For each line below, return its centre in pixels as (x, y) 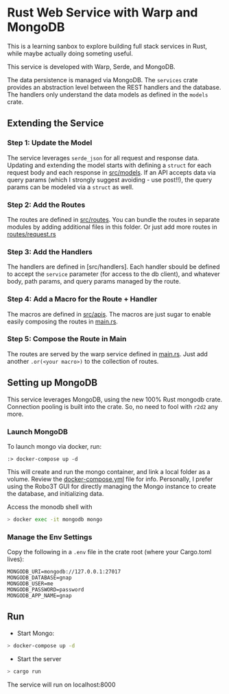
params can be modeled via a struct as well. (70, 187)
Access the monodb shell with (50, 507)
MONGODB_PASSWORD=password (46, 590)
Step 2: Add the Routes (46, 205)
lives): (16, 559)
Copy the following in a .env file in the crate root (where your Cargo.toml (109, 552)
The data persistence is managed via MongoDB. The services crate (103, 79)
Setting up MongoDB (52, 383)
